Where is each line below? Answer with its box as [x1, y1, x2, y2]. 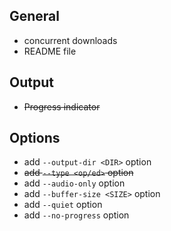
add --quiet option [23, 199, 103, 211]
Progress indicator [23, 100, 101, 113]
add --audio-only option [23, 177, 126, 189]
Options [9, 130, 61, 147]
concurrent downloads [23, 34, 118, 46]
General [9, 8, 61, 25]
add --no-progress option [23, 209, 130, 221]
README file [23, 45, 77, 57]
